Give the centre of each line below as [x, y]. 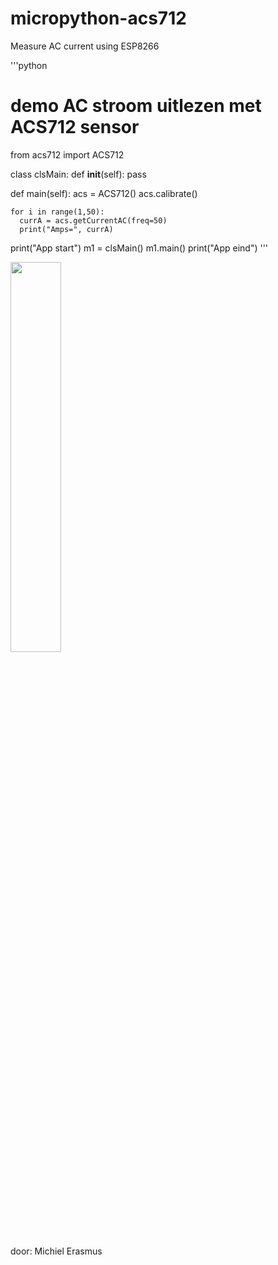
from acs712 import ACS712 [67, 154]
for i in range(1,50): [57, 212]
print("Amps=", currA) [66, 229]
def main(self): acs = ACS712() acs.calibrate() [104, 193]
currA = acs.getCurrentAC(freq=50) [93, 220]
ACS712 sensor [75, 127]
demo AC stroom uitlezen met [136, 106]
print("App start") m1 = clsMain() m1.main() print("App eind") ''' [139, 248]
